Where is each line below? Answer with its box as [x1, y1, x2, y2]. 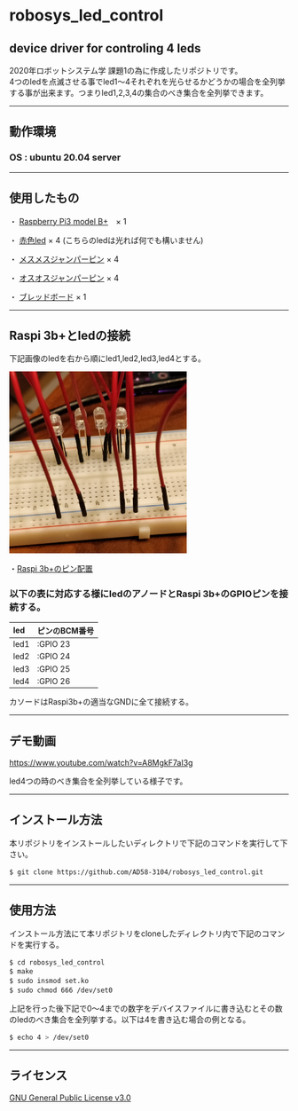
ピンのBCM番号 [36, 625, 95, 635]
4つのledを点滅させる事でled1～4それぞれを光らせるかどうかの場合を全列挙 [9, 76, 286, 87]
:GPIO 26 [36, 675, 71, 686]
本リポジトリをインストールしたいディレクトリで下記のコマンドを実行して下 [9, 838, 288, 848]
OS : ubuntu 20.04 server [9, 152, 122, 164]
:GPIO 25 [36, 663, 71, 674]
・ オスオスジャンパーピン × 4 [9, 272, 120, 283]
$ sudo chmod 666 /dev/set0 [9, 986, 114, 995]
